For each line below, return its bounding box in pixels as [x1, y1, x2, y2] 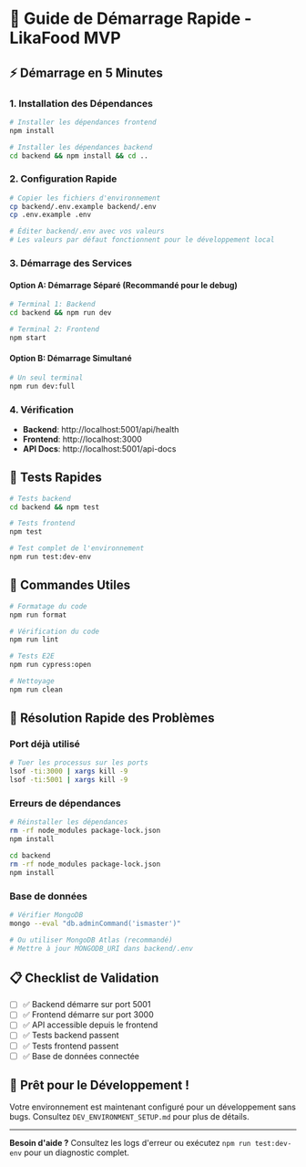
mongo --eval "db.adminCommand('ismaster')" [9, 919, 181, 928]
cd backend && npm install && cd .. [9, 151, 148, 161]
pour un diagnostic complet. [24, 1147, 130, 1158]
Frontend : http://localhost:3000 [22, 433, 143, 444]
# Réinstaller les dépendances [9, 818, 128, 827]
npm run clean [9, 684, 64, 694]
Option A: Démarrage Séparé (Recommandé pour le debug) [9, 279, 239, 290]
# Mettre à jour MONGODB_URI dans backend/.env [9, 943, 194, 953]
